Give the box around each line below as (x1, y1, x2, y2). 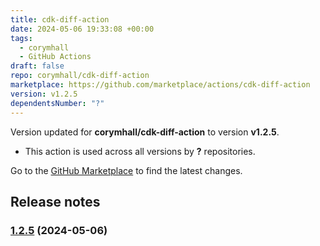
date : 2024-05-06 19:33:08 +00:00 (10, 24, 155, 34)
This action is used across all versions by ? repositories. (24, 145, 256, 157)
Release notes (10, 193, 101, 210)
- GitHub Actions (19, 52, 92, 62)
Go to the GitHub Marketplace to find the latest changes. (10, 164, 243, 176)
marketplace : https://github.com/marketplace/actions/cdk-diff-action (10, 80, 311, 90)
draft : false (10, 61, 65, 71)
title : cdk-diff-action (10, 14, 110, 25)
